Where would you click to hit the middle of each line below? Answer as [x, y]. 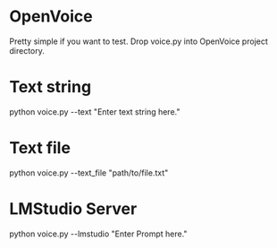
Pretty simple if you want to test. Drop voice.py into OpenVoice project [138, 41]
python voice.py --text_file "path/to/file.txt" [89, 173]
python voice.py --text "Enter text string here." [95, 111]
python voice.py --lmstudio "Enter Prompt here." [98, 234]
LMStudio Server [73, 209]
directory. [27, 50]
